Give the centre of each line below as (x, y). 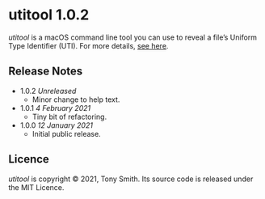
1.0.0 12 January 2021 (56, 125)
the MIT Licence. (36, 187)
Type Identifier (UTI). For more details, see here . (88, 45)
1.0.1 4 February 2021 (55, 108)
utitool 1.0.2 (49, 15)
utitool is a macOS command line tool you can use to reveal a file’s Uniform (132, 37)
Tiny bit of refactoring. (69, 116)
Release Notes (46, 72)
